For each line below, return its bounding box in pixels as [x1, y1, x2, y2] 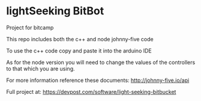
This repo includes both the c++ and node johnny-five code [6, 35, 154, 42]
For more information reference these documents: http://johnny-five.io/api [6, 76, 190, 84]
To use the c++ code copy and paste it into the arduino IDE [6, 47, 152, 54]
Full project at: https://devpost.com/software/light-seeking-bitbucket [6, 88, 176, 95]
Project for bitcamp [6, 24, 54, 31]
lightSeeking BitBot [6, 4, 104, 18]
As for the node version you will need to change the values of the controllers [6, 59, 196, 66]
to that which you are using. [6, 65, 75, 72]
